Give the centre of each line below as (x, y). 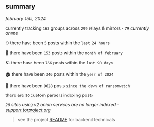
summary (21, 7)
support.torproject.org (28, 110)
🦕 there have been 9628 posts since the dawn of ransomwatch (68, 85)
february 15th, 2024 (26, 18)
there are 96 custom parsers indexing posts (49, 95)
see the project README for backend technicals (66, 119)
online (12, 33)
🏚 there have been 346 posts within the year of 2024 (60, 74)
